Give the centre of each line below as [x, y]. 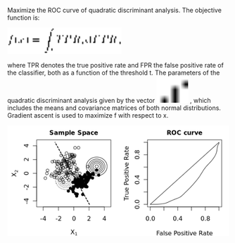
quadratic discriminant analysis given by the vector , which [109, 100]
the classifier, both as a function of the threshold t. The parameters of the [114, 73]
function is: [24, 18]
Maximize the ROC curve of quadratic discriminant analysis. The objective [114, 10]
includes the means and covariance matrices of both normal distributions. [114, 108]
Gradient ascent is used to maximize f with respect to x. [88, 115]
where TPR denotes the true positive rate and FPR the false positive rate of [115, 65]
